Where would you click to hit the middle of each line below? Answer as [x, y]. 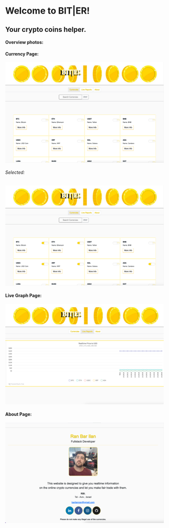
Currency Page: [22, 54]
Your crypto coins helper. [46, 30]
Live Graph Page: [23, 296]
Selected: [15, 172]
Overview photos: [24, 42]
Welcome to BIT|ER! [48, 11]
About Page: [18, 414]
